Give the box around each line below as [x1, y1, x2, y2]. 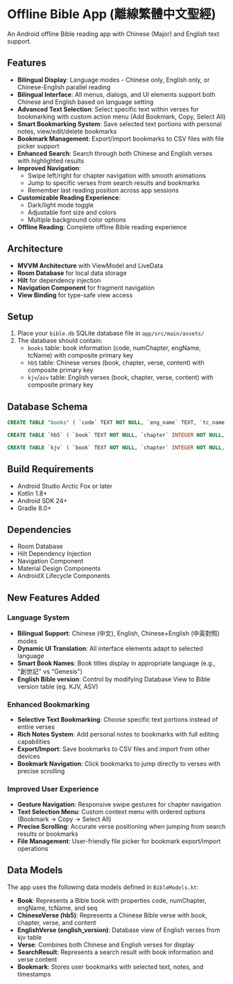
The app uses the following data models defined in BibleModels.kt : [7, 883, 199, 891]
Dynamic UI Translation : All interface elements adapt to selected [17, 644, 203, 653]
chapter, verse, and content [17, 918, 96, 926]
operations [17, 844, 49, 852]
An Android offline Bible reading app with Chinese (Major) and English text [7, 29, 220, 38]
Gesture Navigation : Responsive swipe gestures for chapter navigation [17, 800, 221, 808]
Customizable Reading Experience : [17, 193, 121, 202]
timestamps [17, 969, 51, 978]
